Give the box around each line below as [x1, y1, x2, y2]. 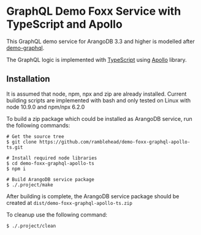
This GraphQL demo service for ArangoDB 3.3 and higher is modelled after [6, 37, 195, 45]
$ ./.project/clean [6, 223, 56, 229]
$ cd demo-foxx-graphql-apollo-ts [6, 160, 95, 166]
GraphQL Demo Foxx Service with [6, 4, 181, 18]
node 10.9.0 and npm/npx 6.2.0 [6, 103, 85, 110]
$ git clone [6, 139, 37, 145]
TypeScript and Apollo [6, 17, 123, 31]
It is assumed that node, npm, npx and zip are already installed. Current [6, 90, 187, 98]
